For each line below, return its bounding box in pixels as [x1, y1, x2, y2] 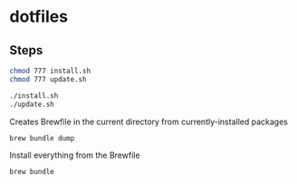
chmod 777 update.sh [9, 74, 88, 83]
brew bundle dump [9, 133, 75, 142]
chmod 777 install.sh [9, 66, 91, 75]
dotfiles [9, 6, 69, 27]
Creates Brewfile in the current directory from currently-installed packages [9, 116, 288, 127]
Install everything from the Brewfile [9, 150, 140, 160]
